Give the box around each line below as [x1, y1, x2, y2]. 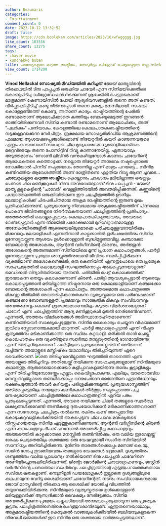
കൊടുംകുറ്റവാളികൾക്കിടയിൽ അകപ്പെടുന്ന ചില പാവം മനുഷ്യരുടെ [5, 414, 136, 420]
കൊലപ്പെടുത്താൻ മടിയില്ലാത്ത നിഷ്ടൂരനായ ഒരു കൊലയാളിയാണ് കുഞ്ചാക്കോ [5, 281, 161, 286]
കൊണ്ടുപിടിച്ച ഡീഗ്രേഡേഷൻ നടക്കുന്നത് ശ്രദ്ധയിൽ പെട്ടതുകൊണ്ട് [5, 92, 139, 97]
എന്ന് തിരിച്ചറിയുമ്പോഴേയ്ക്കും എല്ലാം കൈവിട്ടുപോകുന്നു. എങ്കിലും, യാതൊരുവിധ [5, 370, 160, 376]
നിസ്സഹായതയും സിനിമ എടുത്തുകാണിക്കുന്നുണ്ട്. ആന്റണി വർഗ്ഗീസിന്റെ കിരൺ [5, 420, 160, 426]
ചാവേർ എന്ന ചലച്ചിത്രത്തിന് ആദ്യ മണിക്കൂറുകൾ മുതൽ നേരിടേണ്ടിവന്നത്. [5, 308, 152, 314]
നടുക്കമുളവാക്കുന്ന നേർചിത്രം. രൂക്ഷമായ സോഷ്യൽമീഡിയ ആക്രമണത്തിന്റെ [5, 130, 158, 136]
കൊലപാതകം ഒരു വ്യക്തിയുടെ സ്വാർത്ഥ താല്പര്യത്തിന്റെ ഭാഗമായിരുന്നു [5, 336, 149, 342]
